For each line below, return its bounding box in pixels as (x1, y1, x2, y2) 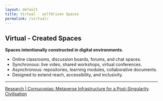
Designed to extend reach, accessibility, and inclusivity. (12, 72, 123, 78)
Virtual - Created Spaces (5, 34, 81, 42)
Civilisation (5, 91, 27, 97)
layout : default (5, 7, 38, 12)
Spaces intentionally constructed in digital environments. (5, 47, 124, 53)
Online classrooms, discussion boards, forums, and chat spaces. (12, 56, 142, 62)
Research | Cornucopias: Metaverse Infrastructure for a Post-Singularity (5, 86, 149, 92)
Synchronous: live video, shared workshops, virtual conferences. (12, 62, 142, 67)
